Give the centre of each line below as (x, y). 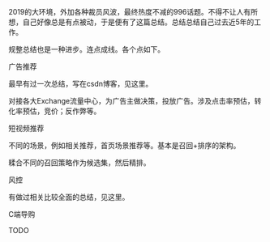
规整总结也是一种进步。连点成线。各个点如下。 (86, 49)
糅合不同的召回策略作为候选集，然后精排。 (79, 163)
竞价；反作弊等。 (72, 111)
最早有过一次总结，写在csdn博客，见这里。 (81, 84)
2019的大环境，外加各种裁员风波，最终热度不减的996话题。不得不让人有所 (133, 12)
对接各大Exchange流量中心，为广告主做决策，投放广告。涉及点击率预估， (131, 101)
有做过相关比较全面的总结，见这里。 (69, 197)
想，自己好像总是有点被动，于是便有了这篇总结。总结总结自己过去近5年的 (131, 22)
